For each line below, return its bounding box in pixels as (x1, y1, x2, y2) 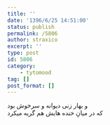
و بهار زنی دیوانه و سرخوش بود (7, 101, 88, 110)
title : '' (7, 10, 36, 18)
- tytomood (20, 69, 52, 76)
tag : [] (7, 75, 30, 83)
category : (7, 63, 36, 70)
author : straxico (7, 37, 58, 44)
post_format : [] (7, 82, 55, 89)
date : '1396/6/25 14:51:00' (7, 17, 90, 24)
